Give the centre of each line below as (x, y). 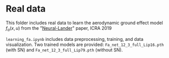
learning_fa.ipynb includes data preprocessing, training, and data (75, 39)
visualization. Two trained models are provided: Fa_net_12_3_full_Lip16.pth (85, 44)
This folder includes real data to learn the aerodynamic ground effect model (84, 23)
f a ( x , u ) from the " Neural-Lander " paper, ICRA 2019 (59, 28)
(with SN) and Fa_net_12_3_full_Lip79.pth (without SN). (64, 50)
